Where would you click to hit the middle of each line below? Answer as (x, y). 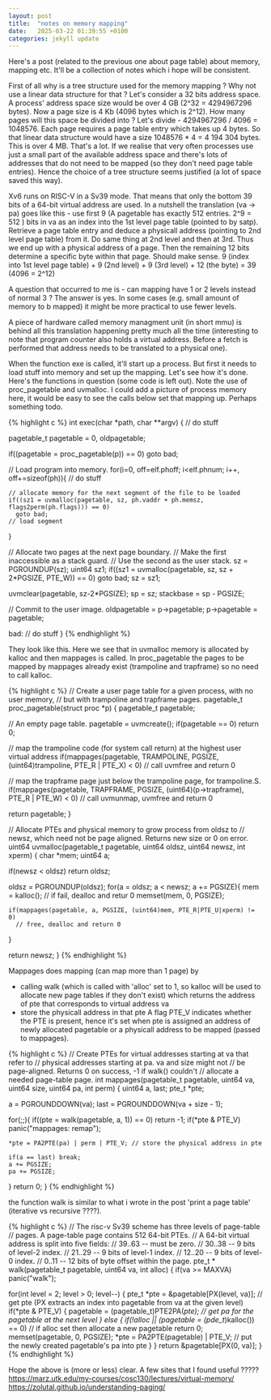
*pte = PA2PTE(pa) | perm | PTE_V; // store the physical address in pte (135, 1143)
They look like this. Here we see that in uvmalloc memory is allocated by (129, 650)
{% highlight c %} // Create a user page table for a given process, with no (131, 691)
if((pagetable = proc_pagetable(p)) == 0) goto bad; (93, 454)
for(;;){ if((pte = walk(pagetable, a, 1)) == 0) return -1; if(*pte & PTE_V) (125, 1120)
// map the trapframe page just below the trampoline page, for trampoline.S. (135, 781)
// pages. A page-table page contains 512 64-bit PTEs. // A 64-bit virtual (129, 1236)
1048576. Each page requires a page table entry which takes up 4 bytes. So (135, 129)
